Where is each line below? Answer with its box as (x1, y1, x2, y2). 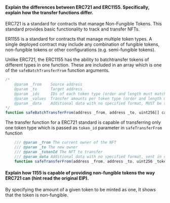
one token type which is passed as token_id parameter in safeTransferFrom (5, 125, 162, 131)
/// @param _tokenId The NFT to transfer (14, 149, 103, 154)
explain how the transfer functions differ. (5, 9, 94, 15)
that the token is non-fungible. (5, 192, 68, 198)
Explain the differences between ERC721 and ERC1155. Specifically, (5, 4, 150, 10)
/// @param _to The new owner (14, 145, 78, 150)
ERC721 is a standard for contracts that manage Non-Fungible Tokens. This (5, 21, 162, 27)
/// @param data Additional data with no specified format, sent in (14, 154, 162, 159)
